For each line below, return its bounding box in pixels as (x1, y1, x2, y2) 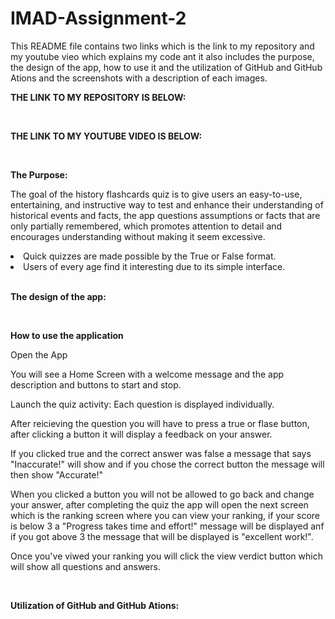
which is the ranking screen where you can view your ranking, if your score (10, 509, 321, 521)
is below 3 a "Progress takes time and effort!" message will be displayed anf (10, 520, 325, 532)
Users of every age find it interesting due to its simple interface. (23, 260, 286, 272)
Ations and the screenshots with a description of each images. (10, 72, 268, 84)
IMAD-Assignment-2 (10, 7, 187, 30)
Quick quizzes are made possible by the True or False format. (23, 250, 277, 262)
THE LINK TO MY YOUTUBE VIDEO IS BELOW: (10, 130, 203, 142)
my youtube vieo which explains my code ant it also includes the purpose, (10, 50, 315, 62)
